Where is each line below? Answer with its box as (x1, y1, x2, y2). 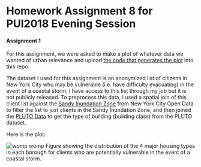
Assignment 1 (6, 37, 41, 44)
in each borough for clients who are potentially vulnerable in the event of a (6, 148, 190, 156)
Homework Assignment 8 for (6, 4, 153, 18)
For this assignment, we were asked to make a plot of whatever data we (6, 50, 184, 57)
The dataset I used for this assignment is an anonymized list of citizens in (6, 75, 188, 82)
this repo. (6, 63, 30, 70)
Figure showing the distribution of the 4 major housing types (45, 142, 195, 150)
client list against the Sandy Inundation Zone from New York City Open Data (6, 100, 194, 107)
